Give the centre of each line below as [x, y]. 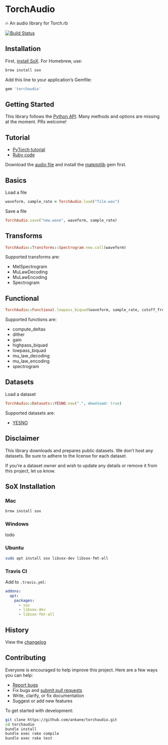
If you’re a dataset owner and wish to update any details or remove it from [81, 465]
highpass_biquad [30, 345]
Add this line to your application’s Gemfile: [48, 80]
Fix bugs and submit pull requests [47, 690]
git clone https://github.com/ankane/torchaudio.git [61, 719]
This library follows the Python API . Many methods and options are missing [82, 117]
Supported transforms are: [32, 257]
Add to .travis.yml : [26, 582]
